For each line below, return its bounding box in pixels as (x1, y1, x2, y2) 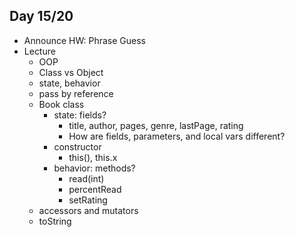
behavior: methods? (53, 162, 136, 174)
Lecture (23, 45, 56, 57)
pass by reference (38, 87, 114, 99)
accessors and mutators (38, 204, 139, 216)
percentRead (68, 183, 122, 195)
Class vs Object (38, 66, 104, 78)
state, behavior (38, 77, 101, 89)
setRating (68, 194, 108, 206)
